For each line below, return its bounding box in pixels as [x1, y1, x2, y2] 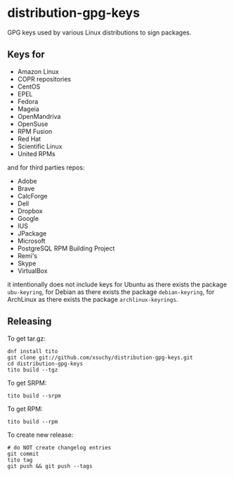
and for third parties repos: [7, 163, 85, 172]
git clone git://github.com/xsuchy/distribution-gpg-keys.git [7, 354, 193, 361]
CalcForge [17, 191, 48, 200]
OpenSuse [17, 120, 48, 128]
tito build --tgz [7, 366, 58, 374]
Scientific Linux [17, 142, 63, 151]
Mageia [17, 104, 40, 113]
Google [17, 214, 39, 222]
